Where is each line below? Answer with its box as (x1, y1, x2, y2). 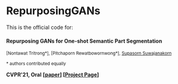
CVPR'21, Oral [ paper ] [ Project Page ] (6, 71, 99, 78)
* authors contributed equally (6, 61, 67, 67)
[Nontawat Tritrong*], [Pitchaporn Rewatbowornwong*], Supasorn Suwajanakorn (6, 50, 172, 57)
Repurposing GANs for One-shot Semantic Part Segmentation (6, 37, 163, 44)
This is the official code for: (6, 24, 73, 31)
